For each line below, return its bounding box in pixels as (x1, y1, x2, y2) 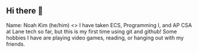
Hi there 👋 (6, 6, 43, 16)
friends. (6, 40, 25, 47)
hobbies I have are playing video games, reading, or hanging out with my (6, 34, 184, 41)
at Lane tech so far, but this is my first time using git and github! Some (6, 28, 177, 35)
